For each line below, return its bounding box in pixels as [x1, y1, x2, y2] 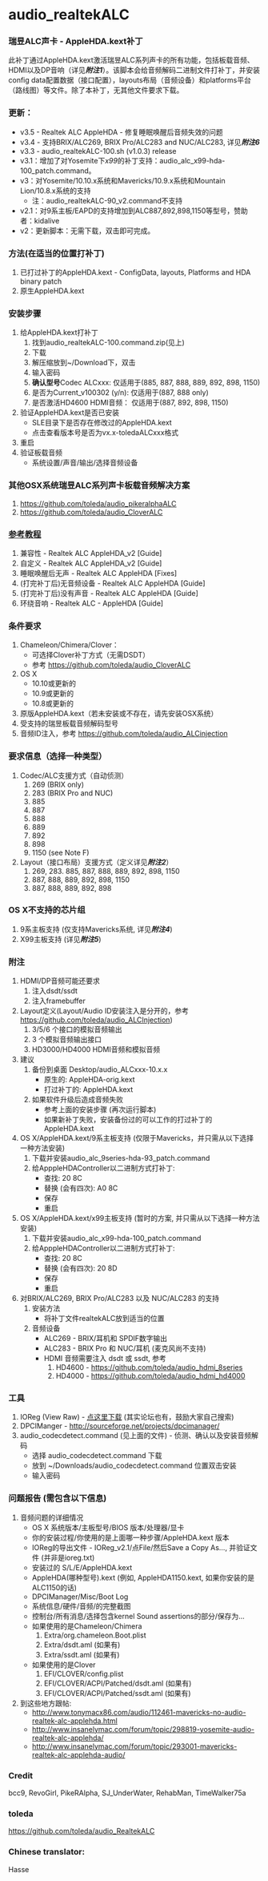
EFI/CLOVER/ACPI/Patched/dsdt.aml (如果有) [43, 1678, 192, 1688]
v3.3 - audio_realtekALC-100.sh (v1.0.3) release [19, 146, 178, 155]
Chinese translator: [8, 1847, 86, 1858]
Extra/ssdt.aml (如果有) [43, 1649, 120, 1659]
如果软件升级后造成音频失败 [31, 1095, 124, 1105]
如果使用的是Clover [31, 1660, 96, 1670]
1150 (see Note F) [31, 848, 90, 857]
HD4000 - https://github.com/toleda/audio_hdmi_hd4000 [55, 1371, 246, 1381]
